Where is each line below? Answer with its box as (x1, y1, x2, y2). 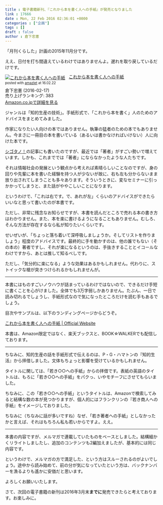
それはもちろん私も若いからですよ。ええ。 (30, 419, 115, 424)
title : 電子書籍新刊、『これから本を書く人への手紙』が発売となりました (5, 7, 132, 12)
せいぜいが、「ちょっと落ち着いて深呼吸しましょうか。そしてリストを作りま (5, 232, 156, 238)
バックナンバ (131, 462, 158, 468)
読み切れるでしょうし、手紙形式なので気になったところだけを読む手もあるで (5, 293, 158, 299)
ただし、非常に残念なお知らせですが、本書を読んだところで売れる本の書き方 (5, 210, 158, 215)
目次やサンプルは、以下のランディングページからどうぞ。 (5, 310, 120, 316)
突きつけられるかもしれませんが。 (34, 266, 103, 272)
